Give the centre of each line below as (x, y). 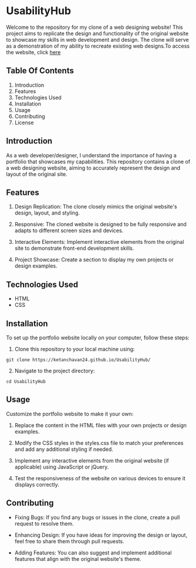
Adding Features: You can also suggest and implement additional (93, 553)
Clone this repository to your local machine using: (75, 349)
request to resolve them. (44, 523)
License (24, 123)
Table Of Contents (40, 71)
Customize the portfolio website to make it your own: (70, 414)
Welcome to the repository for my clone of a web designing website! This (94, 27)
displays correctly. (37, 484)
